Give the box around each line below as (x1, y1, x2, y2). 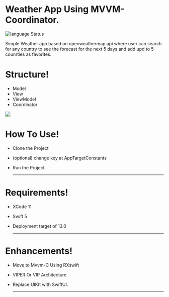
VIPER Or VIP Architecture (12, 271, 67, 277)
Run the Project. (12, 164, 46, 170)
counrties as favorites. (5, 51, 52, 57)
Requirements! (5, 187, 68, 198)
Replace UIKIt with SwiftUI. (12, 281, 68, 287)
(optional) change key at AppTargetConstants (12, 155, 107, 161)
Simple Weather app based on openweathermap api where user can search (5, 40, 162, 46)
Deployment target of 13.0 (12, 223, 67, 229)
